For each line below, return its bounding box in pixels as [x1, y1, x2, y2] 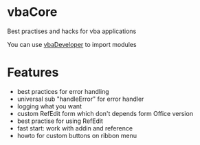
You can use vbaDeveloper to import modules [7, 40, 137, 48]
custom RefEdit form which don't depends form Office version [16, 109, 194, 117]
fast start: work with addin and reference [16, 124, 133, 132]
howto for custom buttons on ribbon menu [16, 131, 137, 139]
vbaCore [7, 4, 58, 20]
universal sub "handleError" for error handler [16, 95, 144, 103]
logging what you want [16, 101, 82, 110]
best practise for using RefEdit [16, 117, 103, 125]
